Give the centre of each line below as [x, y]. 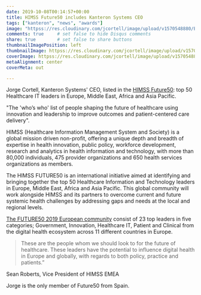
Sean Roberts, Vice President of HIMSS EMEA [63, 274]
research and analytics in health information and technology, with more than [100, 151]
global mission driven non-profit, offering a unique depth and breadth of [95, 139]
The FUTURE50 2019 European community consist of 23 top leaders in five [99, 219]
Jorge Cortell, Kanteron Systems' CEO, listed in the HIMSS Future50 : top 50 [99, 90]
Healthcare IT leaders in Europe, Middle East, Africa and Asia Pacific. [91, 96]
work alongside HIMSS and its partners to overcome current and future [94, 195]
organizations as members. [40, 164]
